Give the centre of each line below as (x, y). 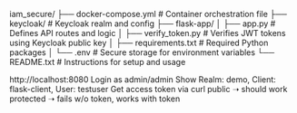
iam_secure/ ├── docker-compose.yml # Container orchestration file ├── (148, 14)
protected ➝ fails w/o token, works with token (95, 99)
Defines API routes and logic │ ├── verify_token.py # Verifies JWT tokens (148, 33)
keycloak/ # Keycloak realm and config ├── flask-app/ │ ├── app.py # (143, 24)
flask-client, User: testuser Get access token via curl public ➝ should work (148, 89)
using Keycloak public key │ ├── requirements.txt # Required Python (139, 42)
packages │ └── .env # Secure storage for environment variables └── (142, 52)
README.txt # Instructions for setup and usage (98, 62)
